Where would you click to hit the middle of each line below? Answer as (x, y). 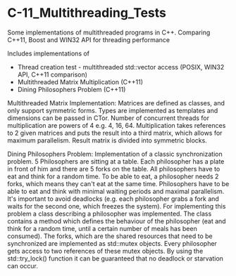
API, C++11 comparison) (52, 74)
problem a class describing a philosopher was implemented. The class (110, 213)
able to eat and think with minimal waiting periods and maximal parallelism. (116, 191)
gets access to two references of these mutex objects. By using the (105, 251)
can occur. (23, 265)
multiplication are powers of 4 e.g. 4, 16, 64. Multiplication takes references (117, 125)
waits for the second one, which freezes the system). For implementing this (117, 206)
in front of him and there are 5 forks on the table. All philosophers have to (114, 169)
